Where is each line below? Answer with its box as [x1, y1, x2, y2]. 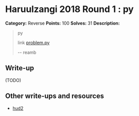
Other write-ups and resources [5, 92, 104, 100]
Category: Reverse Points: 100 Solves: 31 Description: [5, 20, 120, 26]
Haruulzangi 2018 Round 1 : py [5, 4, 134, 15]
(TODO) [5, 77, 22, 83]
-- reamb [17, 49, 37, 55]
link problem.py [17, 39, 50, 46]
